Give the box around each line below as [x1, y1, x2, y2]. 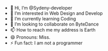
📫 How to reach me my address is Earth [10, 27, 96, 33]
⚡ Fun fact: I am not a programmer [10, 40, 83, 46]
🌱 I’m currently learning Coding [10, 16, 76, 21]
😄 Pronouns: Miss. [10, 34, 51, 40]
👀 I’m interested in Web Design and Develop [10, 10, 103, 16]
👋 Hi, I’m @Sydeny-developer [10, 5, 73, 11]
